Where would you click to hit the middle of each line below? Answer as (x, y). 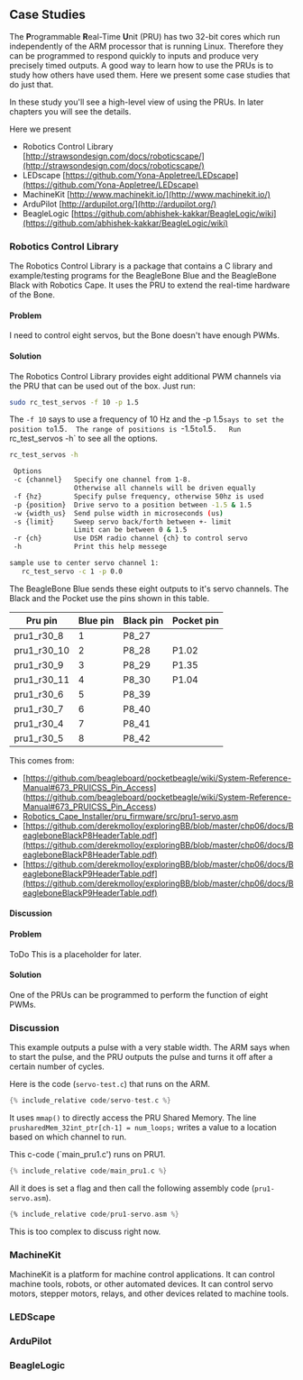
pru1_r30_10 (42, 650)
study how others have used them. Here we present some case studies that (150, 75)
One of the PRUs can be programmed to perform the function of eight (139, 994)
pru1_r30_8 (39, 635)
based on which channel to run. (68, 1137)
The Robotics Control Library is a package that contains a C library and (141, 266)
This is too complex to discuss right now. (85, 1231)
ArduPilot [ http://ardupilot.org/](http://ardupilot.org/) (119, 204)
